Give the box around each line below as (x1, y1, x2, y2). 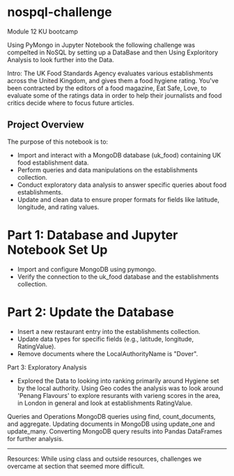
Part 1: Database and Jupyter (7, 227, 178, 243)
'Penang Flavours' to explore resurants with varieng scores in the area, (17, 391, 221, 399)
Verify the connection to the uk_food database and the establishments (17, 272, 219, 281)
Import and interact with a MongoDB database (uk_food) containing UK (17, 151, 221, 159)
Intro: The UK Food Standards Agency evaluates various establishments (7, 69, 214, 77)
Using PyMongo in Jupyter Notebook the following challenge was (7, 40, 196, 49)
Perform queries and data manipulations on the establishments (17, 165, 198, 174)
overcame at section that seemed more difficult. (7, 461, 145, 470)
